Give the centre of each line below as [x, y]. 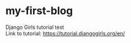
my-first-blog [39, 11]
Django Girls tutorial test [35, 27]
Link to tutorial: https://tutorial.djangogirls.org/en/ [65, 33]
